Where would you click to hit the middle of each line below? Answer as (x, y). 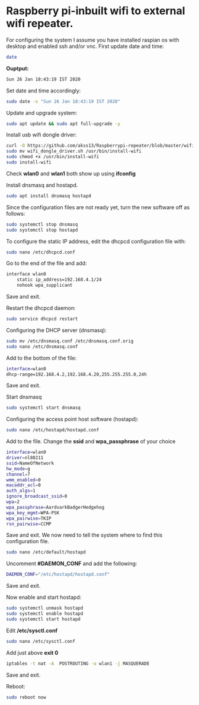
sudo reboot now (26, 697)
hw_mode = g (18, 469)
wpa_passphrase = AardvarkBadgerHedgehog (55, 507)
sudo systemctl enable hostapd (45, 614)
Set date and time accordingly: (44, 91)
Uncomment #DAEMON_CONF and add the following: (72, 563)
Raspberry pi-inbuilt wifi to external (96, 11)
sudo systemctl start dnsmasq (44, 408)
